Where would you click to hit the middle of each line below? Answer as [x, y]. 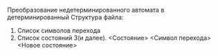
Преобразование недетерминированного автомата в [86, 10]
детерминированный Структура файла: [65, 17]
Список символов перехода [59, 31]
